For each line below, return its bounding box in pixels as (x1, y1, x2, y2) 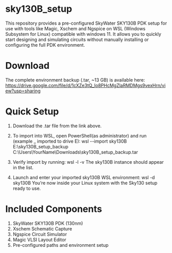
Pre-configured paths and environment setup (12, 242, 109, 248)
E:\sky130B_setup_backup (12, 143, 68, 149)
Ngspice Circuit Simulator (12, 231, 67, 237)
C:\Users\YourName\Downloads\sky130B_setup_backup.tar (12, 149, 139, 155)
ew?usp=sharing (5, 88, 41, 94)
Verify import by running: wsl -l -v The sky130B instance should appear (12, 159, 164, 165)
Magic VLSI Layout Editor (12, 237, 67, 243)
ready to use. (12, 185, 41, 191)
